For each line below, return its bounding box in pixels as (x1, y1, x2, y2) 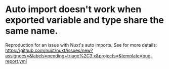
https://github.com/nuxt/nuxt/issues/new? (5, 47, 93, 53)
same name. (5, 25, 58, 37)
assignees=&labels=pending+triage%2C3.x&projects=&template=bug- (5, 52, 153, 59)
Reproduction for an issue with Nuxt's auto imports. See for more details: (5, 42, 157, 48)
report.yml (5, 58, 27, 64)
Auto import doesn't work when (5, 4, 142, 15)
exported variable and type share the (5, 14, 164, 26)
